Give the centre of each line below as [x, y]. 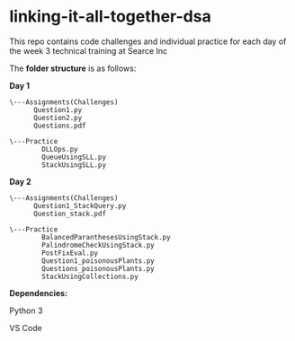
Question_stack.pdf [69, 214]
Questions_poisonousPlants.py [98, 268]
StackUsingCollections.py [90, 276]
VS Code [26, 328]
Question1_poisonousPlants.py [98, 261]
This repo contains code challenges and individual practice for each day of [148, 41]
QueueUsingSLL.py [74, 157]
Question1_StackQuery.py [80, 205]
